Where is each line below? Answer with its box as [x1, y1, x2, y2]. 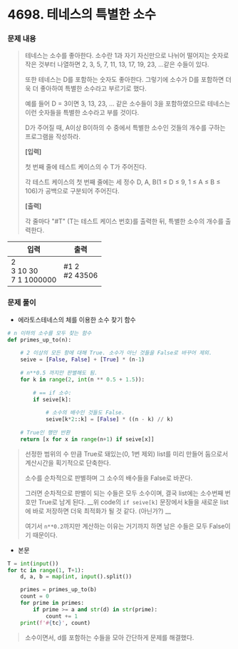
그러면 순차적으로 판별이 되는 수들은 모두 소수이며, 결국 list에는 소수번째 [24, 489, 224, 497]
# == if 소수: [33, 389, 72, 397]
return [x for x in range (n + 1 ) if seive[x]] [20, 436, 155, 443]
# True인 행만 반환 [20, 429, 71, 436]
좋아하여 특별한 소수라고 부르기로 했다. [40, 84, 148, 93]
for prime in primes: [20, 600, 84, 607]
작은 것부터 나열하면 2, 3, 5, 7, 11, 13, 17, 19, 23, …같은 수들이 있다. [24, 60, 209, 68]
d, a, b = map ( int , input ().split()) [20, 573, 133, 581]
